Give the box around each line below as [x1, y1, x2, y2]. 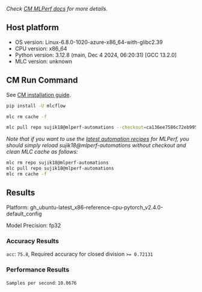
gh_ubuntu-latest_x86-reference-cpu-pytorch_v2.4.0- [29, 203, 164, 211]
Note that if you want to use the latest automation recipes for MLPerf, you [6, 135, 189, 143]
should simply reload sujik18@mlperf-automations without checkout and [6, 141, 186, 149]
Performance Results [6, 265, 70, 273]
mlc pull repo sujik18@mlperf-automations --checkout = [6, 125, 147, 131]
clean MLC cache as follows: [6, 148, 78, 155]
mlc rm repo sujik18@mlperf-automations [6, 160, 109, 166]
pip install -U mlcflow [6, 102, 66, 109]
